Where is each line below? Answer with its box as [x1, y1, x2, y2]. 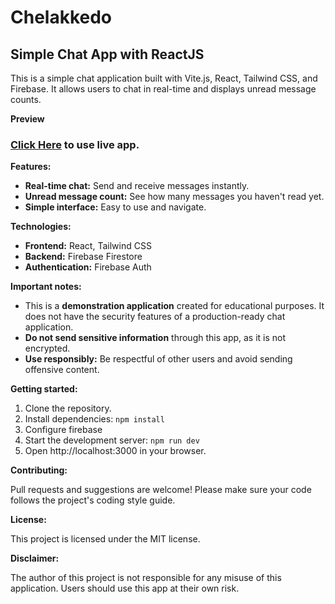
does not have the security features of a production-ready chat [24, 311, 286, 323]
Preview [10, 113, 45, 125]
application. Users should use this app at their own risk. [10, 582, 240, 595]
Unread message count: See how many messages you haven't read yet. [24, 191, 325, 203]
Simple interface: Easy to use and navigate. [24, 201, 207, 213]
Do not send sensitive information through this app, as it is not [24, 332, 287, 344]
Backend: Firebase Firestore [24, 251, 143, 263]
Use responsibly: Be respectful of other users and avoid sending [24, 353, 293, 365]
